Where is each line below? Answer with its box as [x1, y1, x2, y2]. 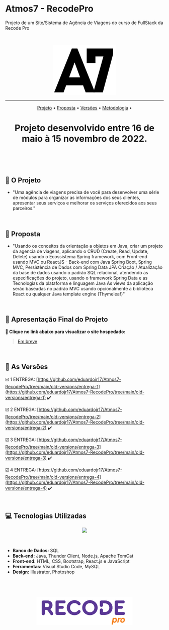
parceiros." [12, 205, 36, 212]
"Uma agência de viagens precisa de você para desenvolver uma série [12, 189, 159, 195]
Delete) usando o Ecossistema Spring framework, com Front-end [12, 253, 147, 259]
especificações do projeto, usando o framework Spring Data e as [12, 275, 148, 281]
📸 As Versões [5, 363, 48, 371]
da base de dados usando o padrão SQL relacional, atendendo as [12, 269, 148, 275]
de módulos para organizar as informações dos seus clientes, [12, 194, 141, 201]
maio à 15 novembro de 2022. [22, 133, 147, 145]
